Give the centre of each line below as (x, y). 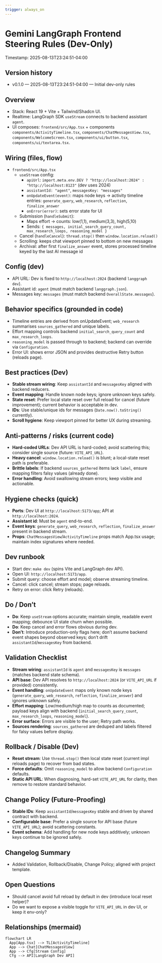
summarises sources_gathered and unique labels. (61, 326)
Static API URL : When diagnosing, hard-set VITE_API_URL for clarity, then (85, 779)
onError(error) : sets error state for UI (65, 211)
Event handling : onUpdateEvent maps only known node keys (72, 690)
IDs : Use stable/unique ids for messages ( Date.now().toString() (77, 410)
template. (22, 869)
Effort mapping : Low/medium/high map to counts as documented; (79, 705)
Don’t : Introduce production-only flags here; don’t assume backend (80, 632)
